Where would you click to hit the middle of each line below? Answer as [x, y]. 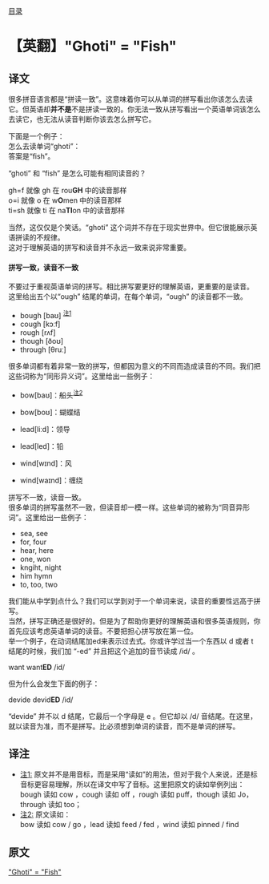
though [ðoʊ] [42, 341]
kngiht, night [40, 567]
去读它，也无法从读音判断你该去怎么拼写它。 [82, 119]
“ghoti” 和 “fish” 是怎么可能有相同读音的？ [77, 173]
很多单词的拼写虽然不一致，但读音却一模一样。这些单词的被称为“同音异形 [129, 507]
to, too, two [39, 584]
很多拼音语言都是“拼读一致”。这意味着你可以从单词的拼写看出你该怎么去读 [131, 99]
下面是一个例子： [36, 136]
